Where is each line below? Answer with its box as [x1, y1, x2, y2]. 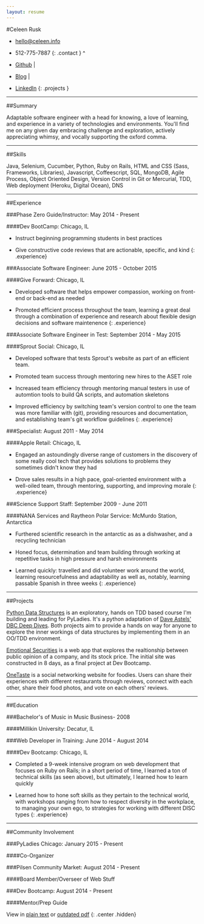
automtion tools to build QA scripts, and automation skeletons [15, 391, 169, 398]
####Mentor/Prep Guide [6, 898, 68, 906]
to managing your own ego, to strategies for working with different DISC [15, 804, 195, 812]
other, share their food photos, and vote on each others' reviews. [6, 684, 169, 691]
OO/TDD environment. [6, 634, 62, 642]
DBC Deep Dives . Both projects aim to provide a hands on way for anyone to [6, 621, 197, 629]
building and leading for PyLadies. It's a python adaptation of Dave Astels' [6, 615, 192, 623]
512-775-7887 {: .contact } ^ [15, 49, 86, 56]
